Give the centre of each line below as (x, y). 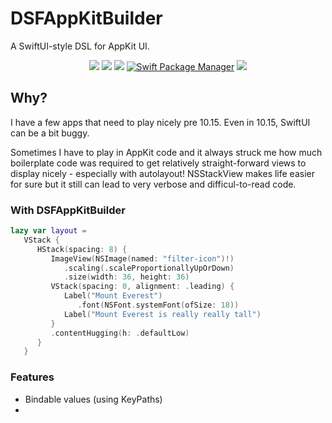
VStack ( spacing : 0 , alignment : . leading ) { (142, 287)
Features (32, 377)
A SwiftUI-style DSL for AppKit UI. (80, 46)
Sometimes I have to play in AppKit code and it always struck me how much (166, 152)
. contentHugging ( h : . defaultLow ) (120, 333)
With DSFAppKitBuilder (68, 210)
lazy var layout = (48, 231)
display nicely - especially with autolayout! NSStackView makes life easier (162, 173)
